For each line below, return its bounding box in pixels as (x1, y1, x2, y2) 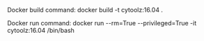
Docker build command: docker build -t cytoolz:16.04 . (7, 6, 164, 14)
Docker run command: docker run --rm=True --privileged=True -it (7, 19, 197, 27)
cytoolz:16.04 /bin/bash (7, 27, 75, 34)
